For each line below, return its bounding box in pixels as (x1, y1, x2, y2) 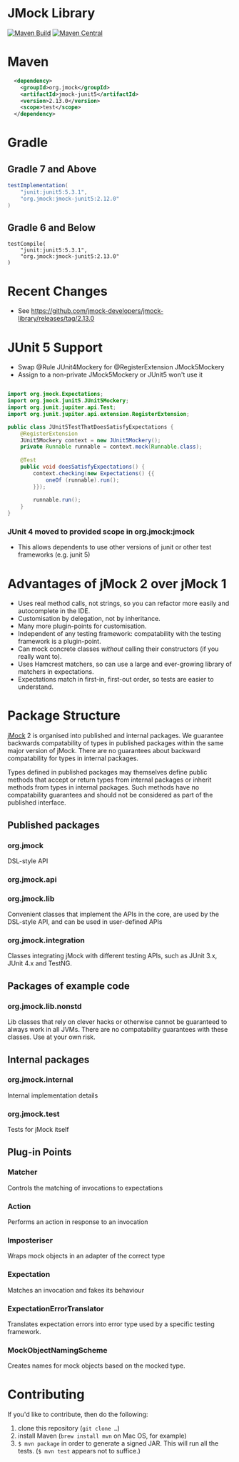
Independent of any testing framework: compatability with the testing (17, 630, 221, 638)
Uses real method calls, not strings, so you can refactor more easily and (17, 599, 230, 608)
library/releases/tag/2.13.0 (17, 314, 95, 323)
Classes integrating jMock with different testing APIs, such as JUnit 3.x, (7, 952, 218, 960)
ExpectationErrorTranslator (7, 1303, 104, 1313)
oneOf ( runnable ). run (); (45, 477, 120, 484)
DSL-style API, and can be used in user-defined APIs (7, 918, 163, 926)
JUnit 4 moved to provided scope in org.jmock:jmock (7, 527, 195, 537)
